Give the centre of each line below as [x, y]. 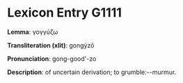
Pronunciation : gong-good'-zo [52, 58]
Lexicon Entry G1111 [64, 13]
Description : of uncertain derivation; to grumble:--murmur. [92, 72]
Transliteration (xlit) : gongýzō [51, 45]
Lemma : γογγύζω [33, 32]
